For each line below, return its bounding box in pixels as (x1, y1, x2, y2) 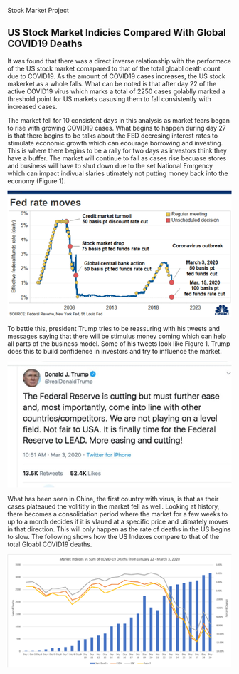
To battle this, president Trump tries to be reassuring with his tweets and (7, 325, 221, 332)
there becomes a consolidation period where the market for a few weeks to (7, 510, 228, 519)
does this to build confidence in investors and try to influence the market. (7, 347, 222, 355)
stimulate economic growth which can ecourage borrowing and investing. (7, 138, 223, 147)
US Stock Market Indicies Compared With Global (7, 26, 226, 39)
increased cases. (7, 102, 58, 111)
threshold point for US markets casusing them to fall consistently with (7, 94, 211, 103)
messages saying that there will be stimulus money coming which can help (7, 332, 227, 340)
